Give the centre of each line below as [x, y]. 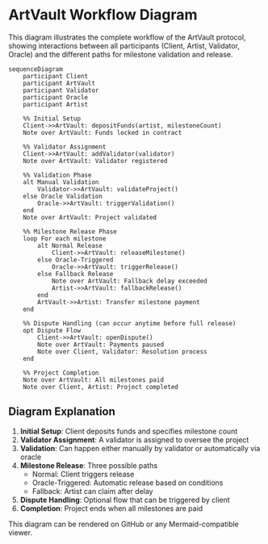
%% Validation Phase [57, 175]
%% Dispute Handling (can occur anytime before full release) [130, 323]
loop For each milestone [65, 239]
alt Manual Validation [61, 182]
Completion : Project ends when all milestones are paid [111, 508]
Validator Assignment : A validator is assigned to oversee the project [134, 439]
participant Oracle [56, 97]
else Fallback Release [75, 274]
